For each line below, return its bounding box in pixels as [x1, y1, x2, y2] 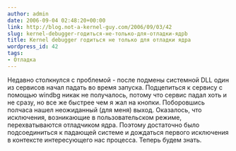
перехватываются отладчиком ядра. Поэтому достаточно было [7, 121, 200, 129]
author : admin [7, 10, 49, 18]
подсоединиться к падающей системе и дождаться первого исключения [7, 128, 229, 136]
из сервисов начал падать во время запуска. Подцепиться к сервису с [7, 83, 223, 92]
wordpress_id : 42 [7, 43, 59, 50]
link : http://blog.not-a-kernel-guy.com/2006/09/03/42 [7, 23, 172, 30]
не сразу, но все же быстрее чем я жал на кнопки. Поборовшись [7, 98, 205, 107]
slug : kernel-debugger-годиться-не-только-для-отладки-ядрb [7, 30, 189, 37]
